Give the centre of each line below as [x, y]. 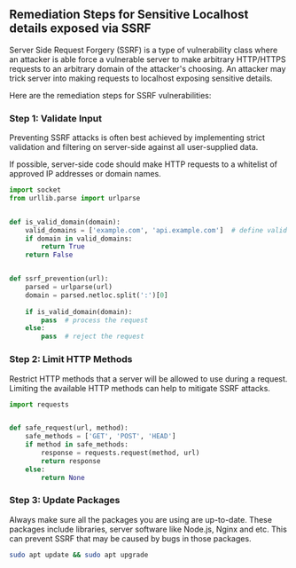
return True [63, 247]
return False [49, 255]
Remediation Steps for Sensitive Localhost [129, 15]
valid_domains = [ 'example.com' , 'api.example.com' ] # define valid [156, 230]
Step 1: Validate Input [56, 118]
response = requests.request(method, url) [121, 453]
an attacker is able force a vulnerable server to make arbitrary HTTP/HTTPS [148, 59]
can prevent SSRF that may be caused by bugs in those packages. [130, 538]
